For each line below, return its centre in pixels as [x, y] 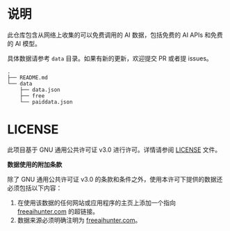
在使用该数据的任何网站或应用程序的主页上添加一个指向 [96, 202]
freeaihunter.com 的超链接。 [58, 211]
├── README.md [28, 77]
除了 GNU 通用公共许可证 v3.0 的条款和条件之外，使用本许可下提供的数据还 [115, 179]
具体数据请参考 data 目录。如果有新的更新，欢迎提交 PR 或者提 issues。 [110, 58]
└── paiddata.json [46, 102]
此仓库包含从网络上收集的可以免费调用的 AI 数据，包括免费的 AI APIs [105, 35]
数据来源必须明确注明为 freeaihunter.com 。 [79, 220]
